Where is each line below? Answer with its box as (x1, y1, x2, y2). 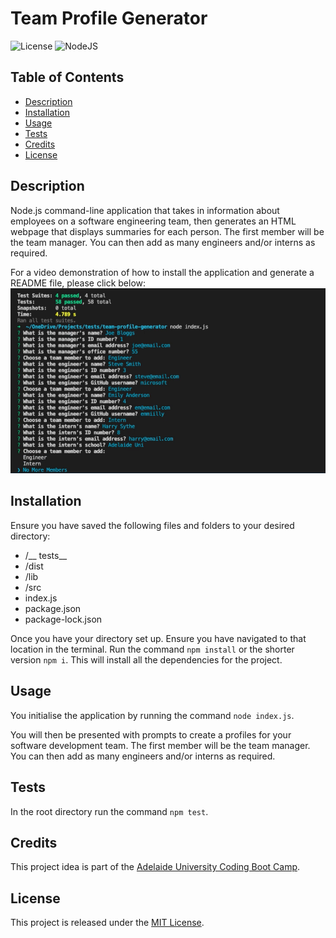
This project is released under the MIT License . (10, 917, 205, 929)
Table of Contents (10, 69, 125, 86)
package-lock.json (24, 613, 103, 625)
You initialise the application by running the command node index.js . (10, 709, 295, 721)
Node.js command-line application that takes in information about (10, 204, 280, 216)
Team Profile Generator (10, 7, 208, 30)
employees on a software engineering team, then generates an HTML (10, 215, 297, 227)
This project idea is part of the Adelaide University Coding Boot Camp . (10, 861, 301, 873)
